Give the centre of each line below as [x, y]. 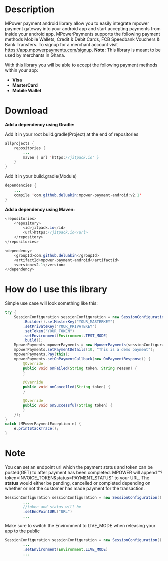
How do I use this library [56, 290]
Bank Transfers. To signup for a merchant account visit [62, 44]
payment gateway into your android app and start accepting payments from [83, 28]
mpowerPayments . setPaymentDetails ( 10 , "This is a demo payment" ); [85, 350]
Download [27, 111]
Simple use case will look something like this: [52, 303]
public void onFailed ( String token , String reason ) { [80, 368]
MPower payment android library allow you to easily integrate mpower [77, 23]
